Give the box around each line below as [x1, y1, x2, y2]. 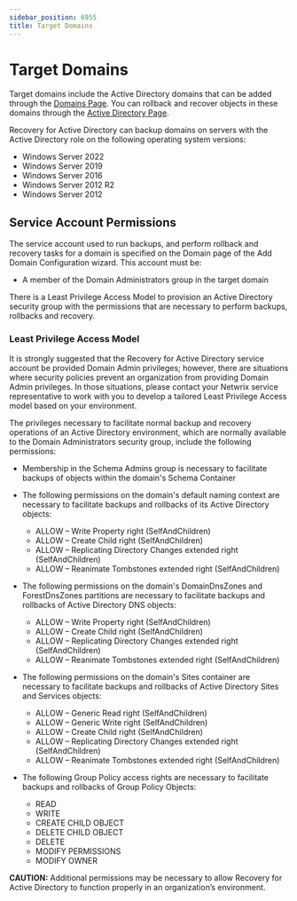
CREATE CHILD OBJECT [35, 818, 124, 828]
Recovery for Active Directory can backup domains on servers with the [9, 125, 269, 136]
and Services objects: [21, 690, 102, 701]
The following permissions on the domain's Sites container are [21, 671, 251, 682]
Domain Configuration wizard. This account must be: [9, 257, 202, 268]
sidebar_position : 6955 [9, 12, 98, 22]
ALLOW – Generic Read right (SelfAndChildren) [35, 707, 207, 718]
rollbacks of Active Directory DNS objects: [21, 599, 177, 610]
